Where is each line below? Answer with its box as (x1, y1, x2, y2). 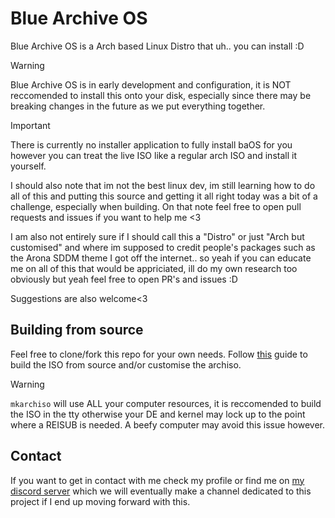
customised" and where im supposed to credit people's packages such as (10, 241, 316, 253)
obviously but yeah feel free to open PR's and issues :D (10, 273, 238, 285)
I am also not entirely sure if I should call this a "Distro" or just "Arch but (10, 230, 305, 242)
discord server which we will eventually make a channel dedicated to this (10, 485, 312, 497)
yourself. (10, 160, 47, 172)
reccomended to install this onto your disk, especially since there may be (10, 89, 312, 101)
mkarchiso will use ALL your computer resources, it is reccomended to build (10, 397, 322, 409)
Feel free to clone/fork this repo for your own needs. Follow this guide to (10, 348, 308, 360)
